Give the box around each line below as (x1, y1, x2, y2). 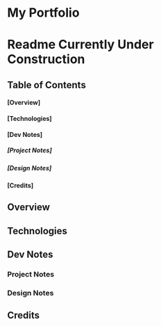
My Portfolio (7, 5, 80, 21)
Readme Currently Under (7, 37, 154, 53)
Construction (7, 51, 85, 67)
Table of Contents (7, 79, 87, 91)
